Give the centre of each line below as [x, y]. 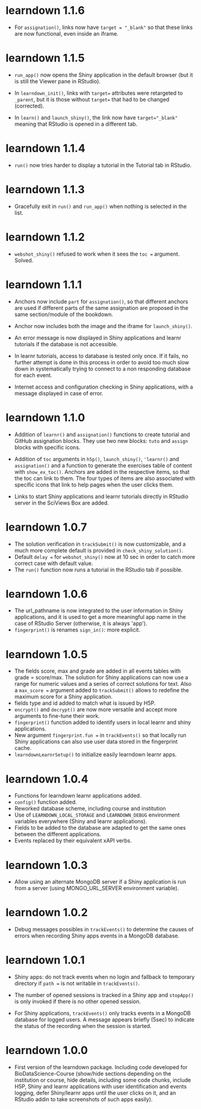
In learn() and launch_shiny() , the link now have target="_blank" [96, 117]
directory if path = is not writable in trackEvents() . [77, 983]
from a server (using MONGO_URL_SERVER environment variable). [97, 888]
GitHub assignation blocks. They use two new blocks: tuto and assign [101, 441]
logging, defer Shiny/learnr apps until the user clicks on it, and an [95, 1093]
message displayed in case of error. [59, 393]
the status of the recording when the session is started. [83, 1026]
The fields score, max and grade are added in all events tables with [97, 671]
